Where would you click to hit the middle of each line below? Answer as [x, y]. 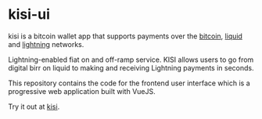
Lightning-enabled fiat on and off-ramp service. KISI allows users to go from [131, 59]
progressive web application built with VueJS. [82, 91]
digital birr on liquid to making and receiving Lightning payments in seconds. [131, 67]
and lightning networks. [46, 44]
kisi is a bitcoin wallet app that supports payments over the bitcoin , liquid [125, 36]
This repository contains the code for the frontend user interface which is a [129, 83]
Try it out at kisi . [34, 106]
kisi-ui [29, 14]
